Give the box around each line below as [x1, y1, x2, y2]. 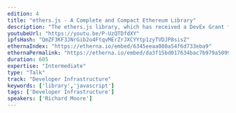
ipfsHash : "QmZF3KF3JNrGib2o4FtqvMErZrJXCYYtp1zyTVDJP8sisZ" [7, 36, 190, 44]
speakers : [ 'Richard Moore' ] [7, 95, 93, 102]
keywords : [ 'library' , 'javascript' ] [7, 82, 114, 89]
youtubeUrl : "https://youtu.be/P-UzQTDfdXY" [7, 29, 140, 37]
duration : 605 [7, 56, 49, 63]
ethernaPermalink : [7, 50, 61, 57]
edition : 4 [7, 10, 39, 18]
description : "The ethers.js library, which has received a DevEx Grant [7, 23, 225, 30]
